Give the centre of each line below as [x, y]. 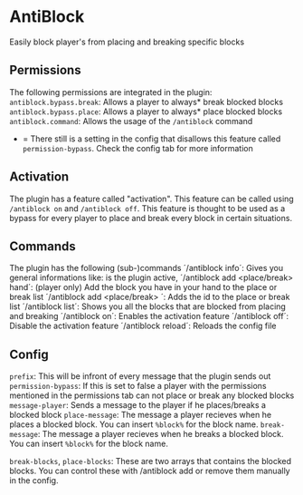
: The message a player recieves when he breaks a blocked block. [161, 434]
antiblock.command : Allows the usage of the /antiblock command [131, 121]
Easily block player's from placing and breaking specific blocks [127, 42]
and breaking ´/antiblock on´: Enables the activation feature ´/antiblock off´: [149, 316]
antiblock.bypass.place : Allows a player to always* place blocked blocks [146, 112]
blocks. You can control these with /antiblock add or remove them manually [150, 471]
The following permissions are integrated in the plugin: [111, 92]
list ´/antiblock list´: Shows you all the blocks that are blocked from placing [148, 306]
